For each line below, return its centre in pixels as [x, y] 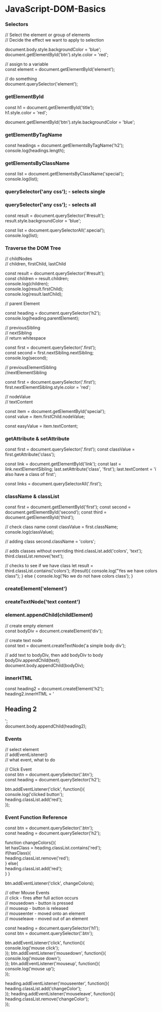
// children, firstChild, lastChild [36, 264]
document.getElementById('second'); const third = [56, 512]
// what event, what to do [30, 760]
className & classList [32, 496]
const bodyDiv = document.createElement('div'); [54, 631]
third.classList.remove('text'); [35, 556]
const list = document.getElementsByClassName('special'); [64, 174]
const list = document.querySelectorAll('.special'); [55, 230]
